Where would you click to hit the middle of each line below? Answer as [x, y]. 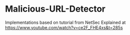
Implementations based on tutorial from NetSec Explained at [65, 22]
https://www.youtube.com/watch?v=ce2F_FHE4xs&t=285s [64, 27]
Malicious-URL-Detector [55, 9]
